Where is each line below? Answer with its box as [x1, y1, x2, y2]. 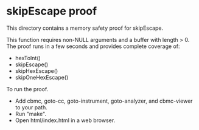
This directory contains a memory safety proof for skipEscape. [6, 24, 164, 32]
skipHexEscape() [15, 67, 58, 74]
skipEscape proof [6, 4, 97, 18]
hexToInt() [15, 54, 41, 61]
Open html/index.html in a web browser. [15, 117, 116, 124]
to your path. [15, 103, 47, 111]
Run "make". [15, 110, 47, 117]
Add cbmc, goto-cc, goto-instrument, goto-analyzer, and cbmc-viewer [15, 97, 193, 104]
